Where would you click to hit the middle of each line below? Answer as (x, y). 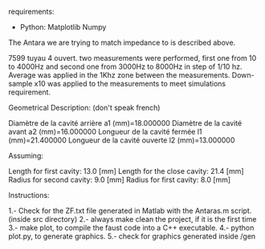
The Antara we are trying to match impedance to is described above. (122, 42)
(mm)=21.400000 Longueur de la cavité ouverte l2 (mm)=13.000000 (122, 140)
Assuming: (26, 156)
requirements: (31, 12)
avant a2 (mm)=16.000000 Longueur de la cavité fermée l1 (105, 132)
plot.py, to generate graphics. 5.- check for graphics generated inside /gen (132, 236)
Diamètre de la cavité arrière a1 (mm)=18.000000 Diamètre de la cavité (125, 123)
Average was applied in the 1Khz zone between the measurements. (119, 75)
